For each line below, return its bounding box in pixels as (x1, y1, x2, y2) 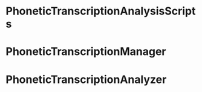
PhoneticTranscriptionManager (5, 45, 166, 59)
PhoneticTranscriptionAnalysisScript (5, 4, 196, 18)
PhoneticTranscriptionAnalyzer (5, 73, 167, 86)
